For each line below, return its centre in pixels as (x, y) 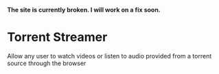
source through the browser (47, 63)
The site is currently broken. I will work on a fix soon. (84, 10)
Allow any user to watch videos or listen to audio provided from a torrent (109, 56)
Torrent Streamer (57, 37)
